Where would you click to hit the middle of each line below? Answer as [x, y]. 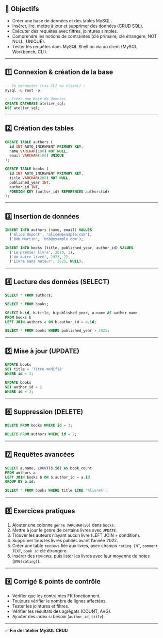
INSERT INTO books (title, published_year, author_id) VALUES [69, 248]
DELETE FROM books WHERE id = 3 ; [39, 425]
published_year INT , [30, 182]
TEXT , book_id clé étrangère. [40, 550]
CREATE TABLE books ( [27, 169]
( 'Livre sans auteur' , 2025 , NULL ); [46, 261]
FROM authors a [20, 473]
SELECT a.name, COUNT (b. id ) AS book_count [49, 468]
